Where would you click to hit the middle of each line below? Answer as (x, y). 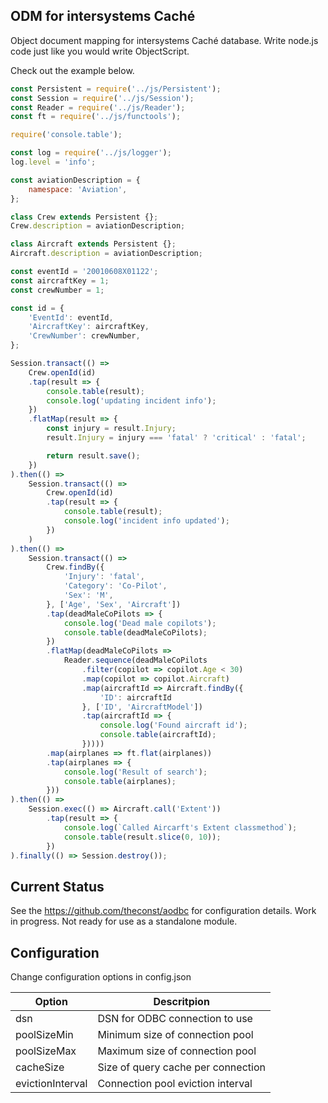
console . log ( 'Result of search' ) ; (135, 772)
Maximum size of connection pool (177, 1051)
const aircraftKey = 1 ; (60, 280)
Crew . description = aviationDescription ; (98, 226)
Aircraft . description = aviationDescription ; (106, 254)
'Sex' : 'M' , (88, 595)
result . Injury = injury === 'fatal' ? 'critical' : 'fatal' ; (176, 438)
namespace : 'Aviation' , (78, 189)
